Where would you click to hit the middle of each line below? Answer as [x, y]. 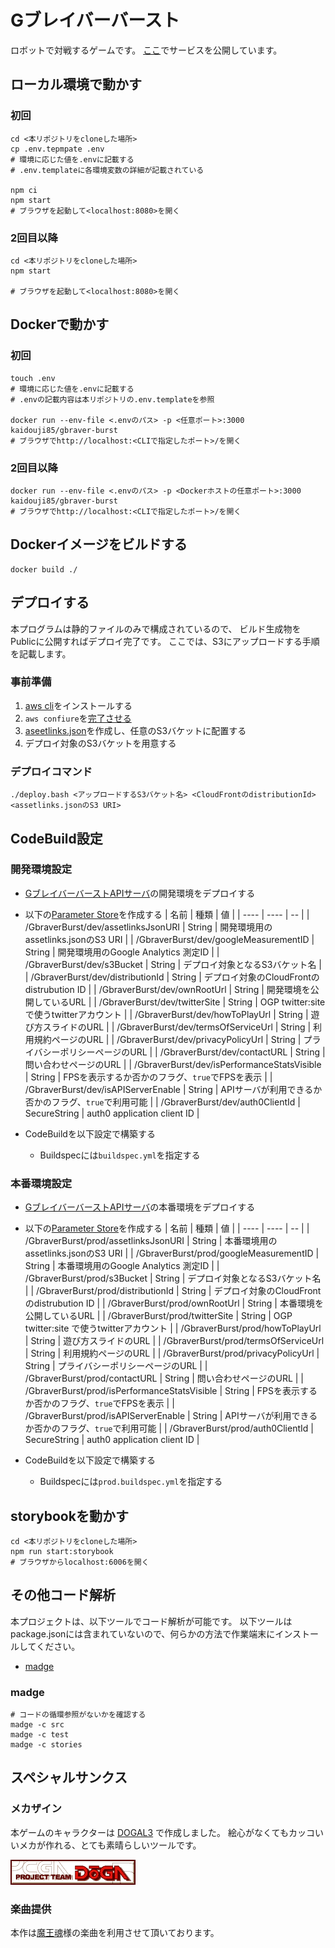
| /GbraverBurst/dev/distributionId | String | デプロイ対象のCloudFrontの [172, 977]
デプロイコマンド [51, 771]
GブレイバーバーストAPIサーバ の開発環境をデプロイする [140, 893]
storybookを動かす [69, 1516]
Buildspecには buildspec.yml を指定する [120, 1155]
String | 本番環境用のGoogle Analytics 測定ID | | [122, 1266]
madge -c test [40, 1735]
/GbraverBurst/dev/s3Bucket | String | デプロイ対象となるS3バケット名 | [173, 964]
